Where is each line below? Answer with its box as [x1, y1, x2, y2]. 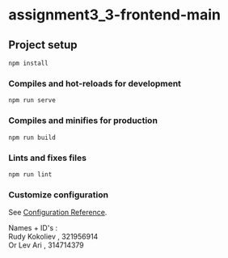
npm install [8, 59, 49, 67]
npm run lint [8, 170, 53, 179]
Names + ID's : [8, 223, 58, 233]
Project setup [8, 38, 78, 52]
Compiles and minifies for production [8, 115, 158, 126]
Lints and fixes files [8, 152, 87, 163]
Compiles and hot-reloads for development [8, 78, 182, 89]
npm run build [8, 133, 57, 142]
